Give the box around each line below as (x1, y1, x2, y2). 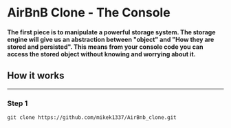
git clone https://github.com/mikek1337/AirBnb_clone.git (7, 114, 177, 121)
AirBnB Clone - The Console (7, 5, 170, 21)
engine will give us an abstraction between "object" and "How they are (7, 35, 214, 43)
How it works (7, 70, 65, 82)
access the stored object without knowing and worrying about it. (7, 50, 196, 58)
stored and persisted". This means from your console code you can (7, 43, 203, 51)
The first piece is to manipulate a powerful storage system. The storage (7, 28, 216, 36)
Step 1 (7, 98, 28, 108)
